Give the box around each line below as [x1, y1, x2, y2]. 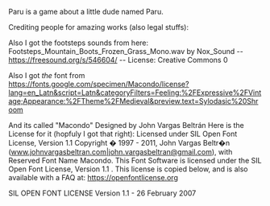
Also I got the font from [8, 71, 85, 80]
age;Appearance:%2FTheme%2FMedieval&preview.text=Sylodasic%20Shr [8, 97, 259, 105]
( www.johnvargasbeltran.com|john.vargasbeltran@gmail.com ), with [8, 147, 233, 156]
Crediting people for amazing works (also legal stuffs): [8, 23, 189, 31]
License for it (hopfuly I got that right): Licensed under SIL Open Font [8, 129, 238, 138]
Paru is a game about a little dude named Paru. [8, 7, 164, 16]
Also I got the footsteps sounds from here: [8, 38, 149, 47]
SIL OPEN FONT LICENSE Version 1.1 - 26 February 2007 [8, 188, 197, 198]
